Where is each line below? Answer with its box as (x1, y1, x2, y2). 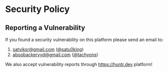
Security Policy (5, 3, 70, 15)
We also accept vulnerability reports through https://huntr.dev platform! (5, 61, 153, 67)
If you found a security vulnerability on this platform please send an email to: (5, 36, 163, 42)
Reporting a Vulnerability (5, 23, 85, 32)
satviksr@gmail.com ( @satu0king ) (12, 46, 84, 52)
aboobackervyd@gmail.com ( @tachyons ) (12, 51, 99, 57)
